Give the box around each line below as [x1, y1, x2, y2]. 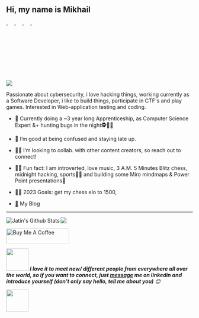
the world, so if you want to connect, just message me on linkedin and [6, 271, 182, 278]
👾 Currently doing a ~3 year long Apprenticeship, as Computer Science [14, 115, 189, 122]
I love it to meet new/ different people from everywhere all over [29, 265, 188, 272]
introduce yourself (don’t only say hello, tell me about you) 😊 [6, 278, 161, 285]
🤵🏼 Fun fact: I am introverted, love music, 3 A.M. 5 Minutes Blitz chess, [14, 164, 188, 171]
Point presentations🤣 [14, 177, 66, 184]
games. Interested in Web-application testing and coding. [6, 103, 146, 110]
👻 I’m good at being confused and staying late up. [14, 135, 136, 142]
